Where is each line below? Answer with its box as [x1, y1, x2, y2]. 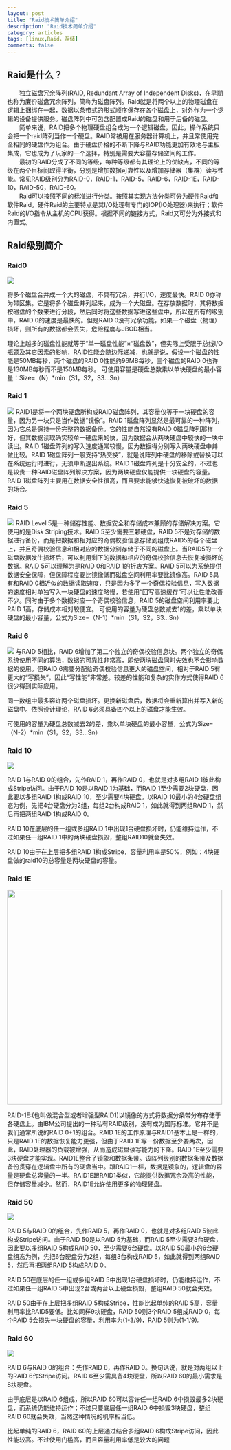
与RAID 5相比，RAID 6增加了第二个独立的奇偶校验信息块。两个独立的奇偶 [15, 648, 223, 656]
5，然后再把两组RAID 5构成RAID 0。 [7, 1261, 110, 1269]
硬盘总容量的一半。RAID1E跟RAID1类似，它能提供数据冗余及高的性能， [19, 1171, 219, 1179]
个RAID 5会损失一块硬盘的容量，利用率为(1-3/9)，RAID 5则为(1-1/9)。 [7, 1316, 203, 1324]
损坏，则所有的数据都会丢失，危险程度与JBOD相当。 [7, 325, 156, 333]
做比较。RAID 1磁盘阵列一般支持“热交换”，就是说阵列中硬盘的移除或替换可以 [7, 450, 223, 459]
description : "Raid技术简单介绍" [7, 23, 97, 30]
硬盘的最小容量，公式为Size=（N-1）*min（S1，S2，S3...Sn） [7, 613, 183, 622]
